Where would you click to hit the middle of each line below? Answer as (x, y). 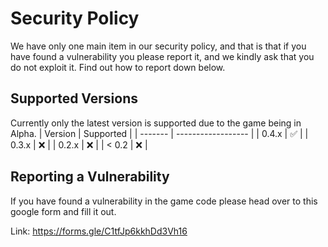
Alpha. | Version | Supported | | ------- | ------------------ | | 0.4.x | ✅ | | (159, 133)
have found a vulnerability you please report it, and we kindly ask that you (162, 56)
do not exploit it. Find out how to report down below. (118, 67)
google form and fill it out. (63, 211)
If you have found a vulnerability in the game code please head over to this (164, 201)
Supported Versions (74, 98)
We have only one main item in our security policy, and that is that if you (158, 46)
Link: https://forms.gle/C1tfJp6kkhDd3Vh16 (99, 231)
